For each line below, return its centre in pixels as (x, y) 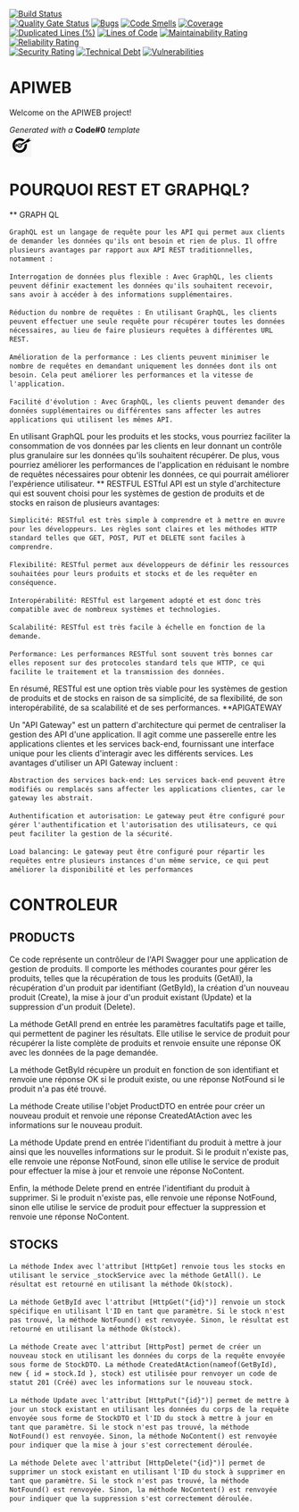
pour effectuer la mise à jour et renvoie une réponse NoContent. (127, 1171)
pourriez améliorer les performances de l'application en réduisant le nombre (149, 464)
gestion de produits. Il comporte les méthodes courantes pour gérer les (141, 968)
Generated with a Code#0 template (75, 129)
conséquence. (33, 582)
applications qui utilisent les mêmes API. (91, 420)
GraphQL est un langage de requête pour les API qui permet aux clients (147, 232)
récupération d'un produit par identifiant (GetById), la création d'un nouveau (149, 988)
